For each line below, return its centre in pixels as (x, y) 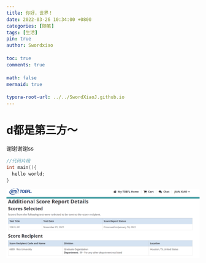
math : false (21, 78)
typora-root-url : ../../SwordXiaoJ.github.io (65, 97)
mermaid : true (25, 84)
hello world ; (29, 174)
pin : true (19, 39)
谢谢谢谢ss (20, 148)
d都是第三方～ (42, 131)
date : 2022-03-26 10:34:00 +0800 (49, 19)
